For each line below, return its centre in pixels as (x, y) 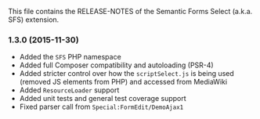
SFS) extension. (34, 20)
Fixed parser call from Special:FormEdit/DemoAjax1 (101, 107)
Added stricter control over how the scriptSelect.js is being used (127, 74)
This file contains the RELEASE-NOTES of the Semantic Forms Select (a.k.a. (130, 11)
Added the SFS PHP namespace (70, 57)
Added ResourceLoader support (69, 90)
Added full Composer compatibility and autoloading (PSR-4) (116, 65)
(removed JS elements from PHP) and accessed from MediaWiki (123, 82)
